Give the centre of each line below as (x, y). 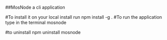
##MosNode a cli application (35, 7)
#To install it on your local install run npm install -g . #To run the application (84, 17)
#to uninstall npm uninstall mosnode (43, 32)
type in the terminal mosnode (36, 23)
